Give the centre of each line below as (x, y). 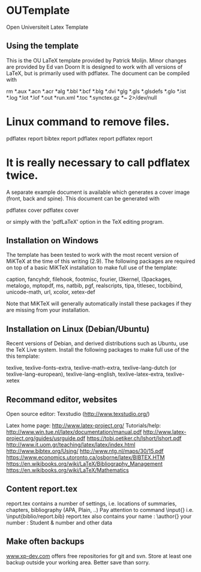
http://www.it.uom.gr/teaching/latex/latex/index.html (71, 445)
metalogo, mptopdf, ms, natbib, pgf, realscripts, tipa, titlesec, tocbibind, (94, 286)
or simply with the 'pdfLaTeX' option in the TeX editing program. (85, 221)
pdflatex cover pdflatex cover (43, 210)
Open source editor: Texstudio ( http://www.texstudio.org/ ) (78, 414)
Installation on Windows (52, 241)
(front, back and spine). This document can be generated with (83, 198)
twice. (22, 175)
